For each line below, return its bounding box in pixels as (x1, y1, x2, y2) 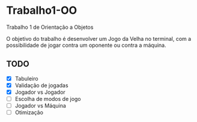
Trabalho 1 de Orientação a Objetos (6, 23, 94, 31)
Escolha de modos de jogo (14, 95, 81, 102)
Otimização (14, 109, 44, 116)
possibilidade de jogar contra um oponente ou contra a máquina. (6, 41, 166, 49)
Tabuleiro (14, 75, 38, 82)
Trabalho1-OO (6, 4, 77, 17)
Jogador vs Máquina (14, 102, 66, 109)
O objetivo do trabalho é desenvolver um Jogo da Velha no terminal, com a (6, 35, 192, 42)
